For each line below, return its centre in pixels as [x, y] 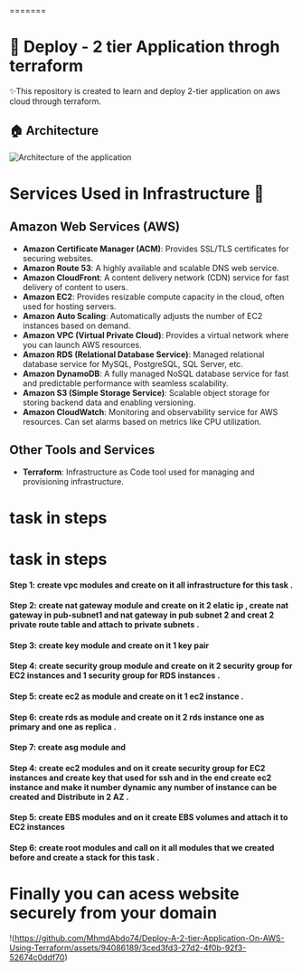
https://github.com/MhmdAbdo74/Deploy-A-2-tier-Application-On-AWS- [150, 938]
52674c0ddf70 [37, 957]
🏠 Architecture [54, 131]
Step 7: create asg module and [68, 748]
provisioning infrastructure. [73, 481]
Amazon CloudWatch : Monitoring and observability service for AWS [150, 411]
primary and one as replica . [63, 726]
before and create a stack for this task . [85, 857]
